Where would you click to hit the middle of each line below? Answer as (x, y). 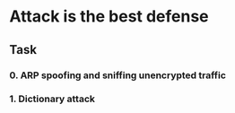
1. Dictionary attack (52, 99)
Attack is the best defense (109, 17)
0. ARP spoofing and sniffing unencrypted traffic (118, 75)
